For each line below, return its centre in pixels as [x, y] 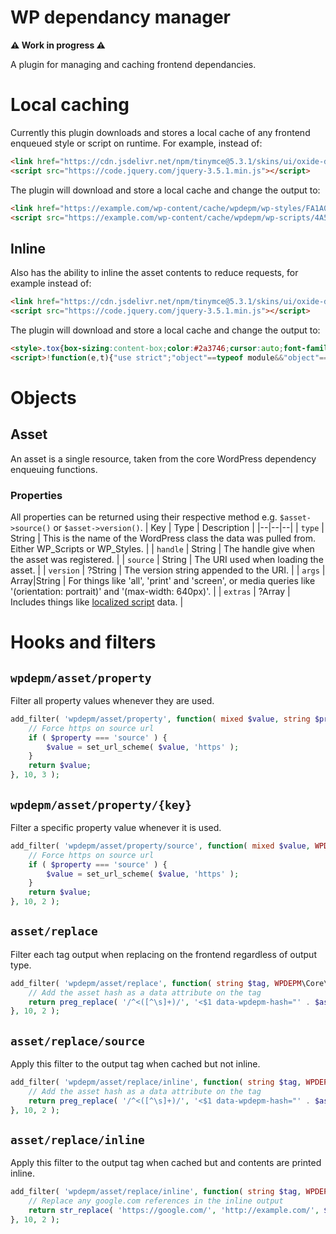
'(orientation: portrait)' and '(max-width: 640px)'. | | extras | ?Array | [150, 591]
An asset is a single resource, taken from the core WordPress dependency [163, 458]
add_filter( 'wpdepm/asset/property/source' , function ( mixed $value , [160, 846]
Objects [43, 397]
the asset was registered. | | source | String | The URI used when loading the [167, 559]
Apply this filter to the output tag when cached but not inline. [135, 1064]
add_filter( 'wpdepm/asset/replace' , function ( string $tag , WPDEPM [156, 983]
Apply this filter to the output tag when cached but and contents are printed [166, 1163]
